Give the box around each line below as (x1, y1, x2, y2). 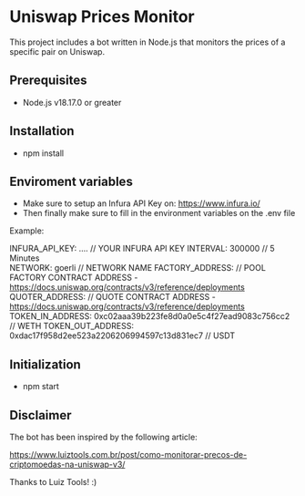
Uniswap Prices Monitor (9, 6, 196, 27)
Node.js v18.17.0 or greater (22, 97, 122, 108)
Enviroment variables (9, 173, 134, 189)
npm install (22, 148, 65, 159)
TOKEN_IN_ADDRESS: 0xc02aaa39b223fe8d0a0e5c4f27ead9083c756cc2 (9, 311, 290, 322)
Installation (9, 123, 75, 139)
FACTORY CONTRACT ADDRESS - (9, 272, 138, 284)
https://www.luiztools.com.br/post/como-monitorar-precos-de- (9, 449, 248, 460)
